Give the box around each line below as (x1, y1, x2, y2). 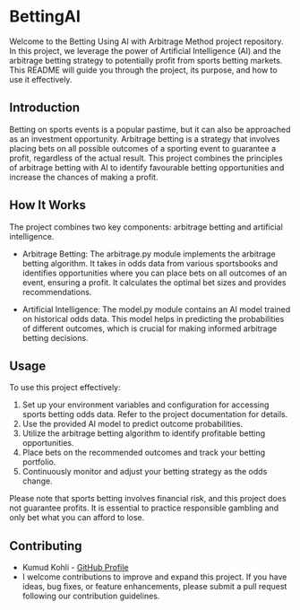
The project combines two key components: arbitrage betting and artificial (9, 222, 284, 232)
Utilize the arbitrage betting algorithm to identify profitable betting (21, 428, 266, 439)
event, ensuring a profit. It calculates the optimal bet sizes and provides (21, 276, 287, 288)
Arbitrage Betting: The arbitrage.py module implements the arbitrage (21, 248, 276, 259)
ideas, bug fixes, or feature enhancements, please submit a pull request (21, 581, 287, 592)
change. (21, 475, 53, 486)
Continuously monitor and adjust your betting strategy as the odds (21, 466, 268, 477)
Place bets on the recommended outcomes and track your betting (21, 447, 266, 458)
